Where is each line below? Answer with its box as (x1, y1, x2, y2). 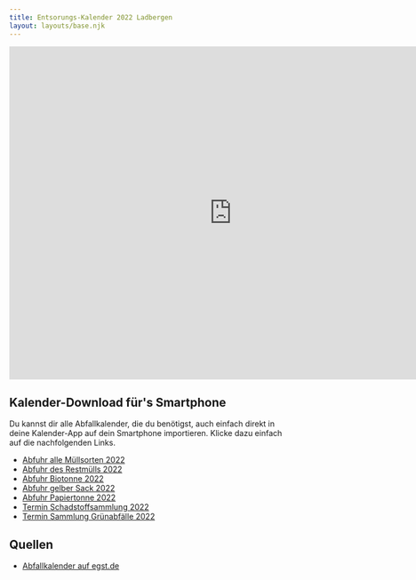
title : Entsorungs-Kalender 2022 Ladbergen (9, 12, 173, 22)
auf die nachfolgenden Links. (9, 437, 116, 449)
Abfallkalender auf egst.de (21, 560, 120, 571)
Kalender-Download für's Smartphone (9, 394, 227, 409)
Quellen (9, 536, 53, 552)
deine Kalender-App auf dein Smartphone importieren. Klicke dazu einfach (9, 428, 283, 439)
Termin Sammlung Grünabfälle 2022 (21, 512, 156, 522)
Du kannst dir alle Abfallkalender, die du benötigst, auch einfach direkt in (9, 418, 276, 429)
